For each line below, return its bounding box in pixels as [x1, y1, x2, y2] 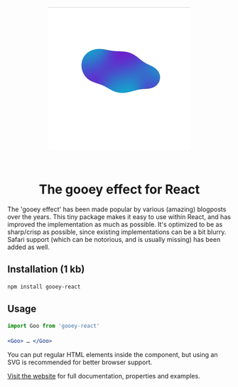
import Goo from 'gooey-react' [7, 322, 100, 330]
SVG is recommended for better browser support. [7, 358, 153, 366]
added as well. [7, 243, 50, 251]
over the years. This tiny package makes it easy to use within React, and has [7, 212, 231, 221]
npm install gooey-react [7, 283, 81, 290]
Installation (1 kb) [7, 263, 85, 275]
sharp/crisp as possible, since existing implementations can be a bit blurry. [7, 228, 227, 236]
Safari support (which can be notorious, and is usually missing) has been [7, 235, 221, 243]
